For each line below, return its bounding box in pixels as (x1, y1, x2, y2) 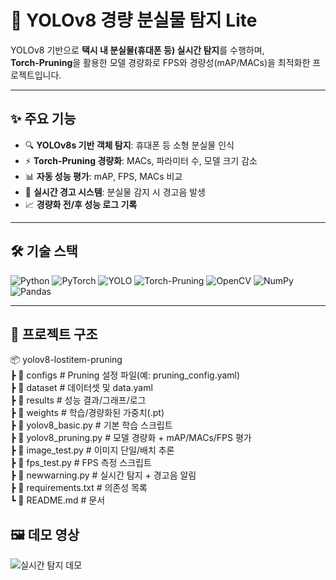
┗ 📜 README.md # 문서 (10, 494, 106, 506)
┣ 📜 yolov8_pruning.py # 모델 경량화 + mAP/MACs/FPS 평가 (10, 432, 252, 444)
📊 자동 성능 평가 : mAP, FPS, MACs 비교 (24, 170, 183, 182)
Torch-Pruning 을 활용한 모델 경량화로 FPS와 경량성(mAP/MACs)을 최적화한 (10, 56, 311, 68)
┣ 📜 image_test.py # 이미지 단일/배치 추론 (10, 444, 175, 456)
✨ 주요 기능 (10, 111, 77, 128)
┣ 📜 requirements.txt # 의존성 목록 (10, 482, 148, 494)
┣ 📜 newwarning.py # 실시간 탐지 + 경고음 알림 (10, 469, 197, 481)
